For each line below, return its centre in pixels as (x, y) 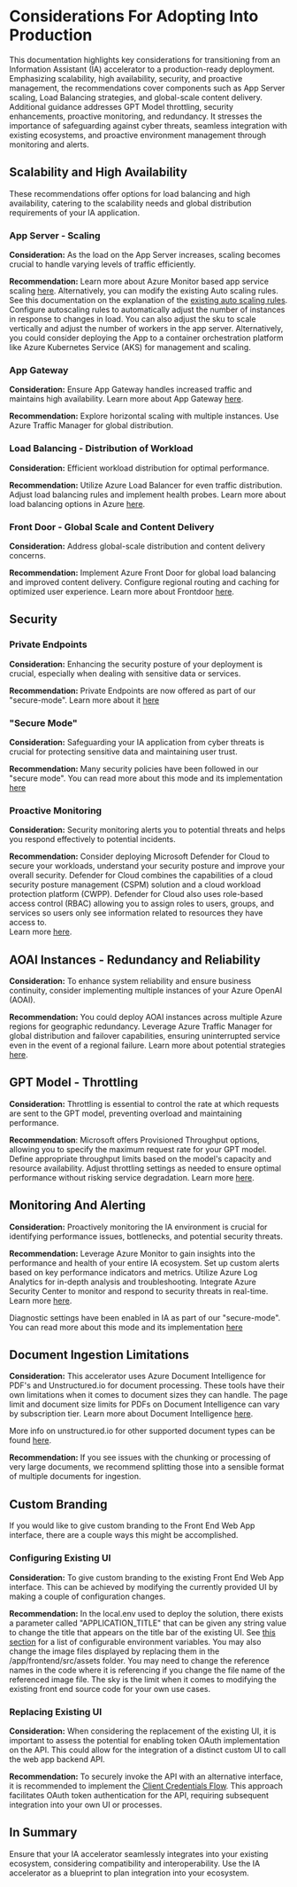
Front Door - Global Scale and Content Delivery (112, 526)
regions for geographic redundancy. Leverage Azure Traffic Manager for (141, 1026)
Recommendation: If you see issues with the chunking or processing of (140, 1458)
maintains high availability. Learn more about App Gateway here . (126, 399)
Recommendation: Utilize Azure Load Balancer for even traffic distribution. (146, 485)
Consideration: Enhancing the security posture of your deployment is (136, 664)
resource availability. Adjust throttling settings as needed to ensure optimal (145, 1168)
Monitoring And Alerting (77, 1206)
